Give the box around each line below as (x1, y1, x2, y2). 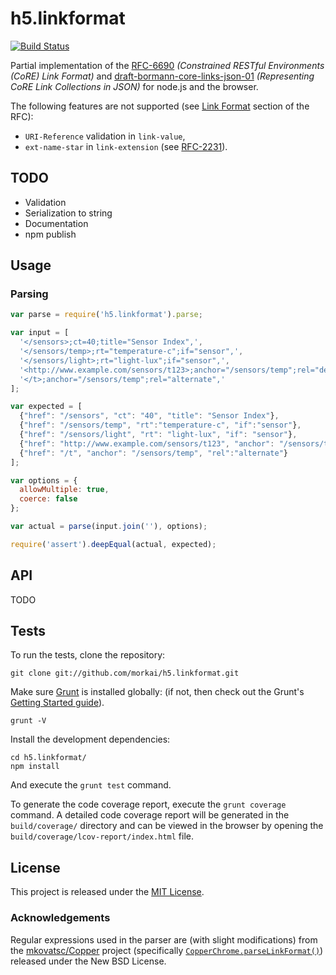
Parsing (10, 287, 49, 301)
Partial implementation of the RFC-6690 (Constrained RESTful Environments (10, 59, 325, 71)
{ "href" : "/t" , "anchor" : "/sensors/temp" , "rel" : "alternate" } (19, 448, 289, 458)
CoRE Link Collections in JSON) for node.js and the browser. (10, 80, 259, 92)
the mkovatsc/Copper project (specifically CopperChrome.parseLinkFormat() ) (10, 944, 324, 956)
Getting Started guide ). (10, 697, 105, 709)
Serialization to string (24, 207, 113, 219)
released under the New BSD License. (10, 955, 167, 967)
